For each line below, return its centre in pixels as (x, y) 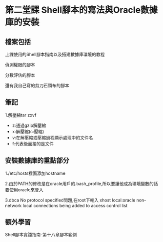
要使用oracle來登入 (24, 190)
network (13, 205)
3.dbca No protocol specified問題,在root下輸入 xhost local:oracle (70, 200)
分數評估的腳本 (20, 75)
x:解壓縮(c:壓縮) (28, 131)
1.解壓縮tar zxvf (21, 115)
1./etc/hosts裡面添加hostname (35, 173)
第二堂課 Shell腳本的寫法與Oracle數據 (81, 10)
